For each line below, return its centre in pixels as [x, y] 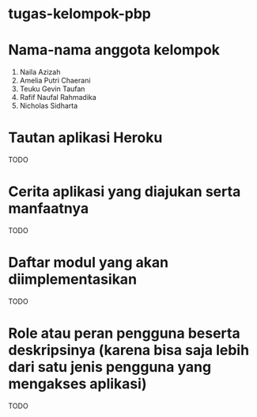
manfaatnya [49, 209]
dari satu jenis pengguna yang [110, 367]
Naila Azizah [40, 72]
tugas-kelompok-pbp [80, 14]
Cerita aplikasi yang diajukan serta [125, 192]
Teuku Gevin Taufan [52, 89]
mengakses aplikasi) [77, 384]
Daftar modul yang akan [88, 263]
